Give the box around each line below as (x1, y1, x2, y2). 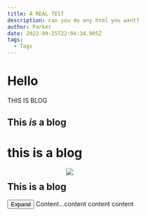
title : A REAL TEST (7, 10, 65, 18)
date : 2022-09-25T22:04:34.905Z (7, 29, 102, 37)
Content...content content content (36, 200, 134, 208)
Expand (11, 201, 32, 208)
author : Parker (7, 23, 52, 30)
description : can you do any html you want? (7, 17, 140, 24)
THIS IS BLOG (7, 96, 48, 104)
